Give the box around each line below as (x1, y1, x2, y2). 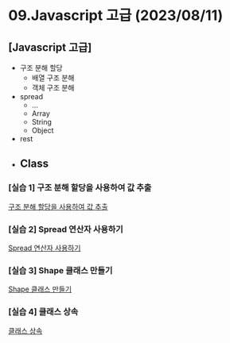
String (31, 118, 52, 126)
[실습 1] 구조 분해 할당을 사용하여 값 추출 (8, 183, 152, 194)
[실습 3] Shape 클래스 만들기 (8, 264, 113, 276)
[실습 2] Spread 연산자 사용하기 (8, 223, 123, 234)
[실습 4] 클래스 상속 (8, 306, 79, 318)
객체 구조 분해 (31, 83, 75, 92)
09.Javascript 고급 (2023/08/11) (8, 6, 224, 25)
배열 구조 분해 (31, 73, 75, 83)
